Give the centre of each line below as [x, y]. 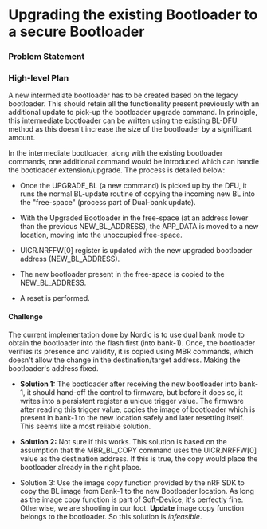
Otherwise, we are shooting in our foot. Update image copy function [132, 507]
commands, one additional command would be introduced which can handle [134, 162]
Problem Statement [47, 57]
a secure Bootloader [77, 32]
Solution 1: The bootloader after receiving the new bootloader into [128, 384]
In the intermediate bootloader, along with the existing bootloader [116, 153]
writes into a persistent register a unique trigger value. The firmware [132, 401]
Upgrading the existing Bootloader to [133, 15]
